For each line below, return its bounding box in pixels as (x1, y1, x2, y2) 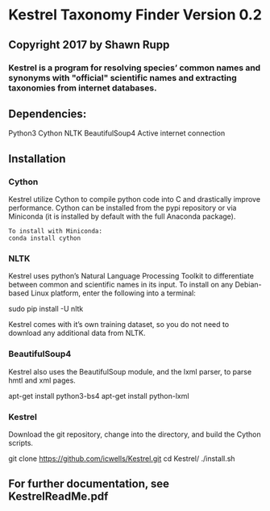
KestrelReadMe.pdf (8, 490, 109, 504)
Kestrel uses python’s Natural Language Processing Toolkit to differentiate (8, 271, 254, 281)
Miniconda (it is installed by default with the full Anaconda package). (8, 212, 236, 221)
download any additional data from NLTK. (8, 329, 146, 338)
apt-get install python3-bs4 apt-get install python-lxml (8, 391, 189, 400)
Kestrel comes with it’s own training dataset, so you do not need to (8, 320, 230, 329)
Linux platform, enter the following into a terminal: (31, 288, 196, 298)
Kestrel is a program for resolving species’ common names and (8, 62, 261, 73)
